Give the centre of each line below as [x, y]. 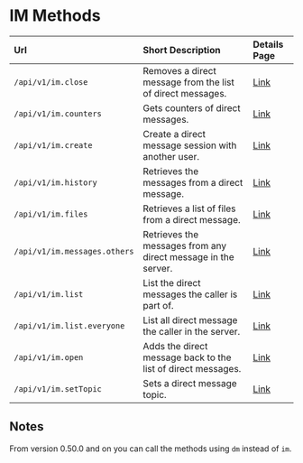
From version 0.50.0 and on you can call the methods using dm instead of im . [151, 449]
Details [268, 44]
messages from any [185, 245]
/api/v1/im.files [51, 214]
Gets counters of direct [192, 107]
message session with [190, 145]
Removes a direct [179, 70]
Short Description [182, 50]
